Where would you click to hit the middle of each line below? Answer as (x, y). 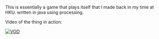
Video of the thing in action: (34, 22)
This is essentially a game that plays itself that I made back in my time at (79, 7)
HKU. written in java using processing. (44, 12)
